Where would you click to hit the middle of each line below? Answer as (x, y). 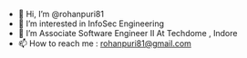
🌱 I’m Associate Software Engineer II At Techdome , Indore (128, 33)
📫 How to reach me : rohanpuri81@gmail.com (104, 43)
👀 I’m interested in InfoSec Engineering (91, 24)
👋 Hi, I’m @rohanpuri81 (61, 14)
